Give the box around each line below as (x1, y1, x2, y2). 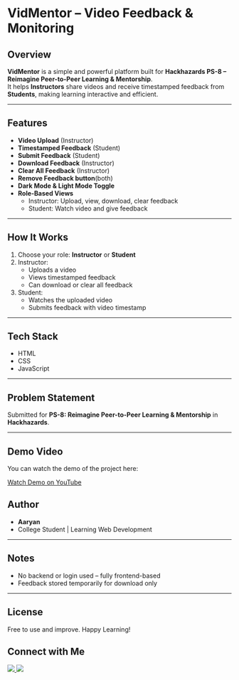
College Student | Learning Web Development (17, 525, 153, 533)
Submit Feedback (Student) (17, 151, 100, 159)
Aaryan (17, 517, 41, 526)
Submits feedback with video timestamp (28, 303, 147, 312)
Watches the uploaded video (28, 295, 112, 304)
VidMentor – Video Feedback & (7, 5, 193, 21)
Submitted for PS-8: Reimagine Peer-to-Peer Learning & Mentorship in (7, 410, 218, 419)
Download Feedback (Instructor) (17, 159, 115, 167)
